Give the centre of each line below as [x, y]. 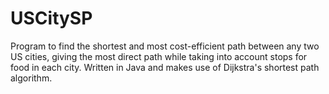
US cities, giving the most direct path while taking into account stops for [159, 56]
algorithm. [31, 78]
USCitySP [51, 18]
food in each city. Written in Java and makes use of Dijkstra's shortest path [165, 67]
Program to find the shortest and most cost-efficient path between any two [165, 46]
